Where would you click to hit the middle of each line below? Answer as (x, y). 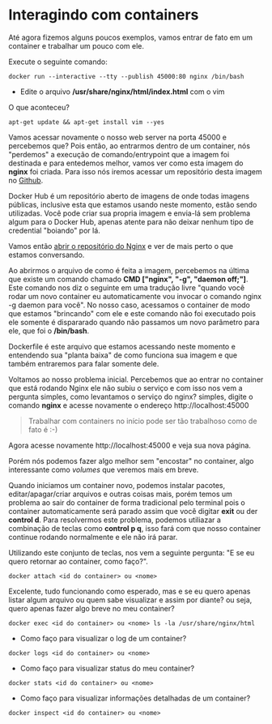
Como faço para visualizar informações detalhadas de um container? (135, 698)
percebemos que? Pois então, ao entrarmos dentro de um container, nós (130, 146)
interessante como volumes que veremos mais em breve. (104, 469)
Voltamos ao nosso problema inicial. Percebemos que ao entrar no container (136, 379)
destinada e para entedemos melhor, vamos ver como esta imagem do (126, 163)
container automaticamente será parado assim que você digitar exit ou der (133, 511)
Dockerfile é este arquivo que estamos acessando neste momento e (122, 346)
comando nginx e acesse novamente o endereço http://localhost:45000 (129, 405)
